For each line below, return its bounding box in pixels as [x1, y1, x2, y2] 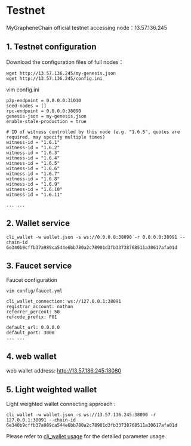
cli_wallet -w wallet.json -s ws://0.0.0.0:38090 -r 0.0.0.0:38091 [6, 234, 178, 240]
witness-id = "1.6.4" [6, 155, 60, 161]
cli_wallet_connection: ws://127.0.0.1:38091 [6, 299, 121, 304]
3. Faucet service [6, 260, 72, 270]
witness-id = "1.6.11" [6, 192, 63, 198]
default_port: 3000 [6, 330, 55, 336]
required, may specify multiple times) [6, 134, 106, 140]
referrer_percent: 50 [6, 309, 60, 315]
